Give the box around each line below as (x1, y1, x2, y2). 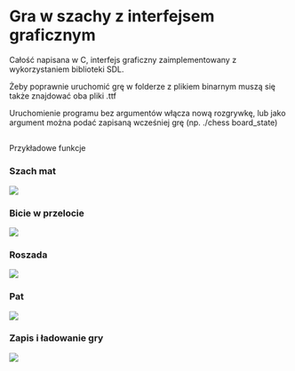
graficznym (9, 25, 96, 45)
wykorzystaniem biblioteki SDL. (9, 64, 124, 75)
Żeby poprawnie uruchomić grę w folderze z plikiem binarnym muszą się (9, 81, 275, 91)
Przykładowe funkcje (9, 143, 86, 154)
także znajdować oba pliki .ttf (9, 91, 117, 101)
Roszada (9, 249, 48, 261)
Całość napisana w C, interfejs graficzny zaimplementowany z (9, 54, 237, 65)
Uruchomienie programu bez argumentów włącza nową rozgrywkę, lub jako (9, 107, 286, 118)
